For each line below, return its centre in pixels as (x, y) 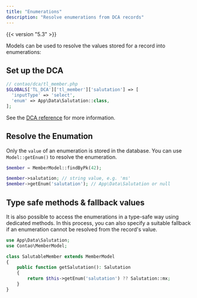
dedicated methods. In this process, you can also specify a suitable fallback (98, 223)
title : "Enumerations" (34, 12)
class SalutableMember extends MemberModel (61, 256)
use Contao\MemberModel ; (37, 246)
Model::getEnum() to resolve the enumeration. (62, 157)
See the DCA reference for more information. (61, 118)
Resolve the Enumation (50, 136)
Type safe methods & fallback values (75, 202)
